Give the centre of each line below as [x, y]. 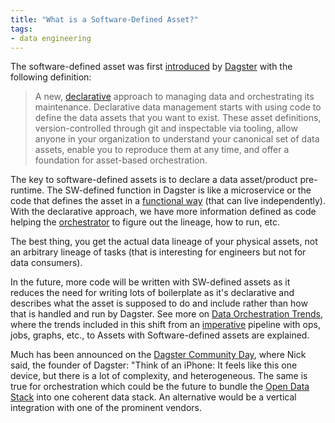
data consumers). [46, 263]
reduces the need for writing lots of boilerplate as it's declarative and [152, 293]
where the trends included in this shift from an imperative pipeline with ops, [165, 325]
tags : [21, 29]
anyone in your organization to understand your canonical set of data [177, 139]
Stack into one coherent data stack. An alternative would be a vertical [153, 397]
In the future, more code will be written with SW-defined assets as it [150, 282]
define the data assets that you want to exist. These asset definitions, [178, 118]
